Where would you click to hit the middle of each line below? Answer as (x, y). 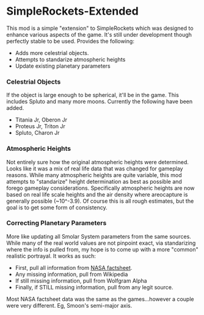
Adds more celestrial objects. (52, 52)
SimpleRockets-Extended (72, 11)
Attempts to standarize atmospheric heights (70, 59)
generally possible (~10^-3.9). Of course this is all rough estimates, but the (100, 201)
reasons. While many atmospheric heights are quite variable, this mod (94, 175)
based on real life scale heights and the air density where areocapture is (97, 194)
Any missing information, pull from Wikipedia (71, 274)
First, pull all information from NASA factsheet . (74, 267)
